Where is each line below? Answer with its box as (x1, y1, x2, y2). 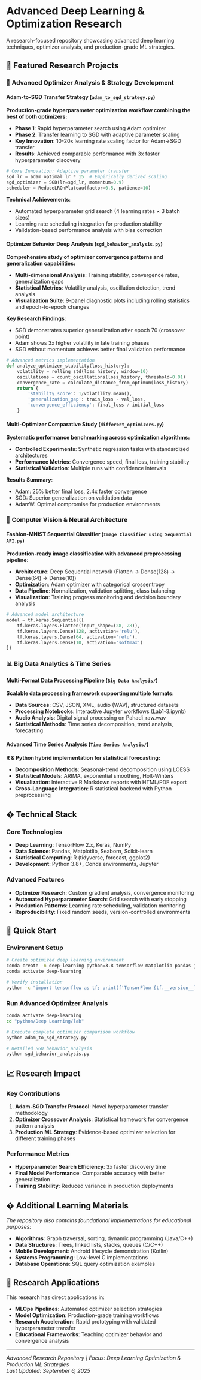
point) (14, 333, 30, 340)
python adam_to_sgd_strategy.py (6, 1035, 87, 1041)
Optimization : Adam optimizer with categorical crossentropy (14, 581, 165, 588)
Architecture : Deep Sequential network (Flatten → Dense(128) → (14, 568, 175, 575)
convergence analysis (14, 1337, 69, 1344)
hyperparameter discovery (14, 157, 81, 164)
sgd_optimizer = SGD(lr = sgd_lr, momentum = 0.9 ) (6, 179, 124, 185)
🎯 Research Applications (6, 1277, 100, 1288)
